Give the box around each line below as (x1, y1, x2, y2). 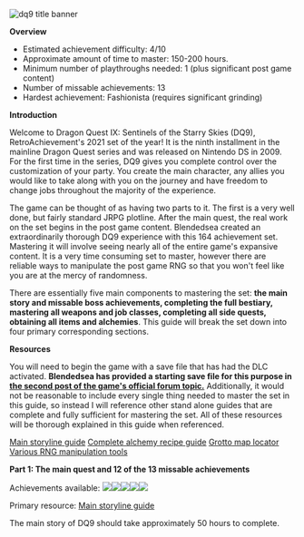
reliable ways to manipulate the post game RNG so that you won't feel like (9, 260, 285, 271)
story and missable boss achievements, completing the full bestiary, (9, 298, 274, 308)
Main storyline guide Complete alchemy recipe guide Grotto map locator (9, 436, 279, 447)
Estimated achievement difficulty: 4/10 (22, 44, 166, 54)
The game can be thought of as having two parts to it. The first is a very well (9, 202, 295, 213)
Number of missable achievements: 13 (22, 83, 166, 93)
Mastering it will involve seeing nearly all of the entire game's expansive (9, 241, 279, 251)
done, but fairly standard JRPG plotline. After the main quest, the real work (9, 212, 289, 222)
